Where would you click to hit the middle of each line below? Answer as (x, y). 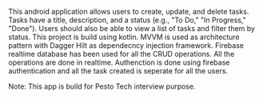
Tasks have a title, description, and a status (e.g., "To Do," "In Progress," (127, 20)
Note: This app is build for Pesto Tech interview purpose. (102, 86)
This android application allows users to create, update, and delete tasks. (129, 12)
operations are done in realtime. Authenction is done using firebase (119, 62)
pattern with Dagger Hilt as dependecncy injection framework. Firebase (126, 46)
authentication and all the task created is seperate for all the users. (118, 71)
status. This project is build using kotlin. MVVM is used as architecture (124, 37)
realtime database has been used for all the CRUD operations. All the (122, 54)
